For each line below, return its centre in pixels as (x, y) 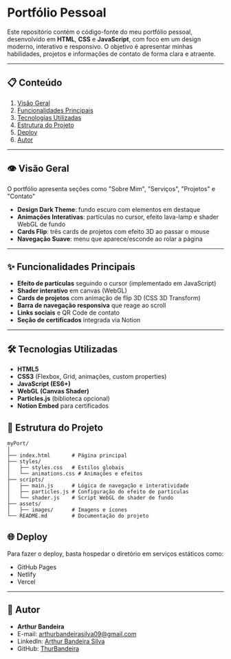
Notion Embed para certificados (63, 406)
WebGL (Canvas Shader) (53, 391)
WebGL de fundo (41, 224)
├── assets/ (24, 504)
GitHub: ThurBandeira (48, 648)
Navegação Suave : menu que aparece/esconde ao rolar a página (110, 239)
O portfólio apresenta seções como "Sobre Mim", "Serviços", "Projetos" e (111, 188)
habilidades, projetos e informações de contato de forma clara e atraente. (111, 54)
